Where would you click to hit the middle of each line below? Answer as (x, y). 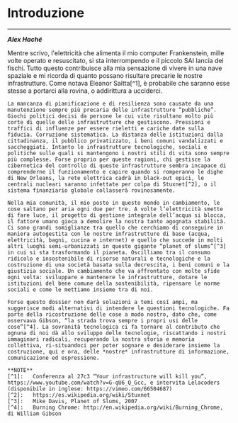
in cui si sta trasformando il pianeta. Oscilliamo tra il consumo (109, 252)
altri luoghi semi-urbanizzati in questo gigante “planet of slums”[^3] (117, 246)
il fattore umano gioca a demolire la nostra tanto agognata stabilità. (117, 221)
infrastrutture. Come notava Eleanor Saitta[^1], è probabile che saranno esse (119, 83)
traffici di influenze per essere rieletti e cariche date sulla (106, 128)
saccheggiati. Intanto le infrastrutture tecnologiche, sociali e (107, 147)
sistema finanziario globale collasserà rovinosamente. (91, 190)
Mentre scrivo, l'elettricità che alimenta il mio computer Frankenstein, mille (116, 53)
